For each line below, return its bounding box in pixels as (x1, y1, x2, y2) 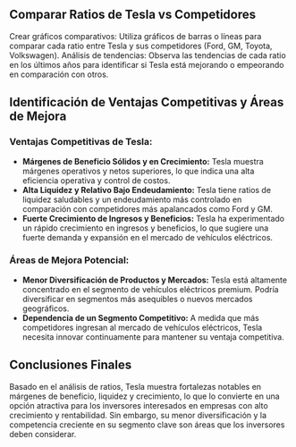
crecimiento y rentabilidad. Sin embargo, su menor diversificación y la (9, 409, 266, 420)
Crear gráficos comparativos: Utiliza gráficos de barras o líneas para (9, 30, 262, 41)
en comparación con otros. (9, 69, 109, 80)
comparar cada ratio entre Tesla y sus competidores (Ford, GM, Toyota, (9, 40, 273, 51)
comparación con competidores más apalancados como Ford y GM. (21, 203, 273, 214)
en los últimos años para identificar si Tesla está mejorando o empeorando (9, 59, 284, 70)
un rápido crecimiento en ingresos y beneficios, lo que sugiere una (21, 223, 269, 233)
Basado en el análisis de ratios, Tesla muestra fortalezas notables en (9, 381, 262, 392)
